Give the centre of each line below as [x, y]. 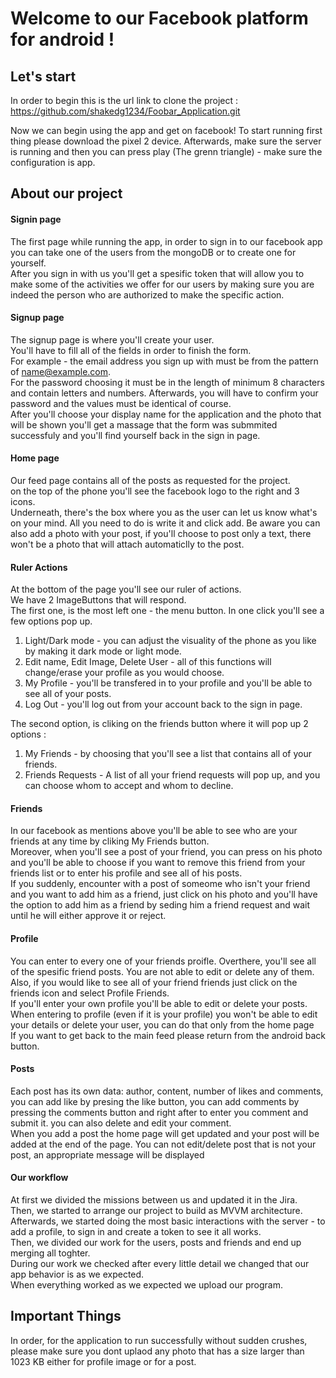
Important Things [66, 1316]
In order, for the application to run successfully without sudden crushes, [159, 1340]
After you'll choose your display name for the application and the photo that [166, 414]
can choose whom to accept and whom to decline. [129, 786]
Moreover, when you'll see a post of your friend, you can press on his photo [166, 852]
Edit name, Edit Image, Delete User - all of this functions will [148, 662]
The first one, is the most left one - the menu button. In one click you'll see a [167, 611]
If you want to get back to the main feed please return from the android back [168, 1035]
